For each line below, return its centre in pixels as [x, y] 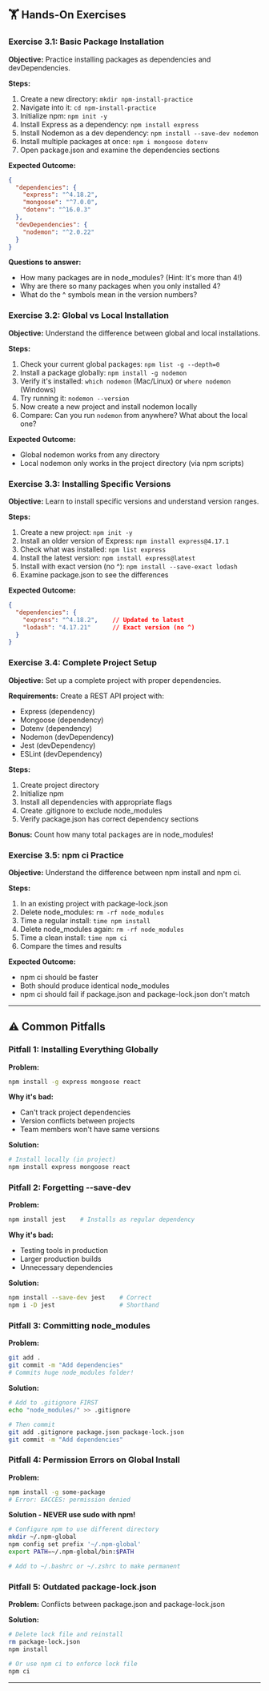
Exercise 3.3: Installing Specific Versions [90, 484]
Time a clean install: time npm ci [74, 938]
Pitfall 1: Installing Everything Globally [83, 1050]
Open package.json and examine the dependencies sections [120, 150]
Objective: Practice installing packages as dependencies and [110, 59]
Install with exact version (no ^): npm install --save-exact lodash [128, 566]
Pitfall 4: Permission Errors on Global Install [94, 1460]
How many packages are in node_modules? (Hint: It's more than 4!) [131, 278]
